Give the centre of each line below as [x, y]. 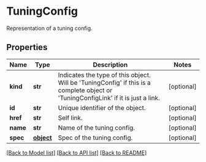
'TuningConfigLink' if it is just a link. [109, 98]
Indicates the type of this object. [105, 75]
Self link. [70, 117]
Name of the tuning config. [97, 128]
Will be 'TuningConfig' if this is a [105, 83]
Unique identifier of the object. [102, 108]
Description [110, 64]
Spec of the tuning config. [95, 138]
